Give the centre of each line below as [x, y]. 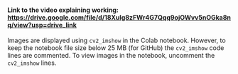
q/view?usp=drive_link [42, 25]
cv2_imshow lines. [32, 63]
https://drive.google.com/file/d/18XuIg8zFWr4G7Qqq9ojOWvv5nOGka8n [119, 17]
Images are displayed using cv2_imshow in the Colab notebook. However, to [117, 41]
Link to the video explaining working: [63, 10]
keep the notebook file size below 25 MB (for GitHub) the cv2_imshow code [116, 48]
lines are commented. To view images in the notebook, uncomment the [111, 56]
